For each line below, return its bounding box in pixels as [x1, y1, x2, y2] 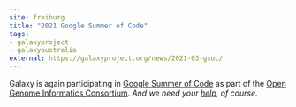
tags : [9, 29, 29, 38]
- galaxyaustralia [9, 46, 77, 55]
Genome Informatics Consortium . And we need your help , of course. [9, 88, 258, 98]
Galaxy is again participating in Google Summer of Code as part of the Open [9, 79, 287, 88]
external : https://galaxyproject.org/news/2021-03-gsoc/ [9, 54, 224, 63]
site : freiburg [9, 12, 65, 22]
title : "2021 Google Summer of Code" [9, 21, 148, 30]
